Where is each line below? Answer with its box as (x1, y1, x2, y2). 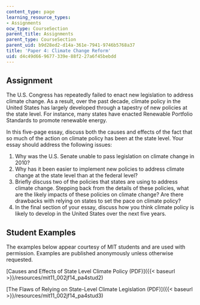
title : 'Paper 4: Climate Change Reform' (6, 48, 111, 54)
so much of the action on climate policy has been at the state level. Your (6, 135, 184, 142)
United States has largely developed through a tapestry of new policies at (6, 104, 187, 111)
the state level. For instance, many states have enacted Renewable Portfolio (6, 110, 193, 117)
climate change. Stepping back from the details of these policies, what (14, 185, 189, 192)
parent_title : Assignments (6, 31, 74, 37)
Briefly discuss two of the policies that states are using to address (14, 178, 178, 186)
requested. (6, 256, 33, 264)
